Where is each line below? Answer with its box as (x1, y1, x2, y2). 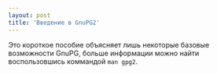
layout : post (8, 11, 51, 19)
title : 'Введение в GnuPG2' (8, 19, 101, 26)
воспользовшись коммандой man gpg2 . (8, 56, 138, 66)
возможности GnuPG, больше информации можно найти (8, 48, 200, 58)
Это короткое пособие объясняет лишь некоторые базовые (8, 40, 210, 49)
